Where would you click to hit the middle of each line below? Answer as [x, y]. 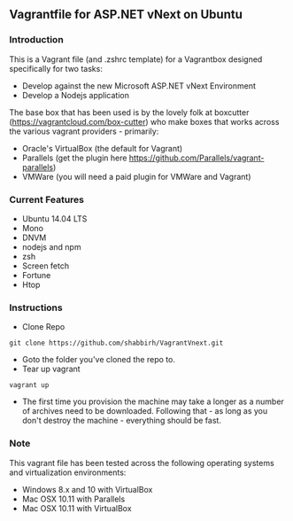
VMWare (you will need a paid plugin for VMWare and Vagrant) [136, 176]
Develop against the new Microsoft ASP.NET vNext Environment [139, 86]
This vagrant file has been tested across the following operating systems [142, 463]
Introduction [36, 40]
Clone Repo [43, 327]
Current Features [47, 199]
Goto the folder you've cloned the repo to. [98, 360]
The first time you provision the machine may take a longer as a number [153, 401]
